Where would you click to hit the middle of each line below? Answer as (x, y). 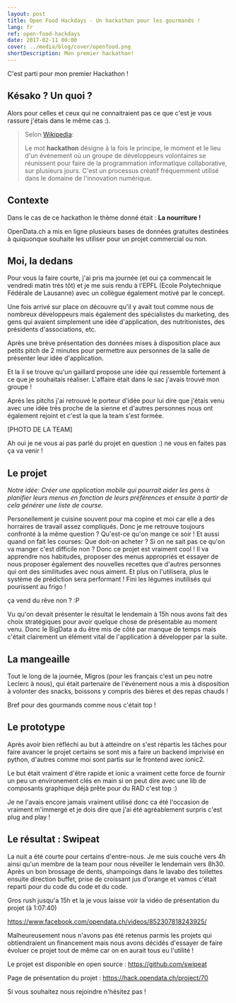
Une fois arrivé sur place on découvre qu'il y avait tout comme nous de (111, 307)
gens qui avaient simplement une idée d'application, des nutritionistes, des (116, 322)
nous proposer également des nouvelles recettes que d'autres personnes (114, 564)
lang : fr (20, 27)
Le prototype (36, 727)
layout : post (26, 14)
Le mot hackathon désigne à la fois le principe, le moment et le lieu (123, 148)
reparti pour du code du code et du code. (67, 886)
